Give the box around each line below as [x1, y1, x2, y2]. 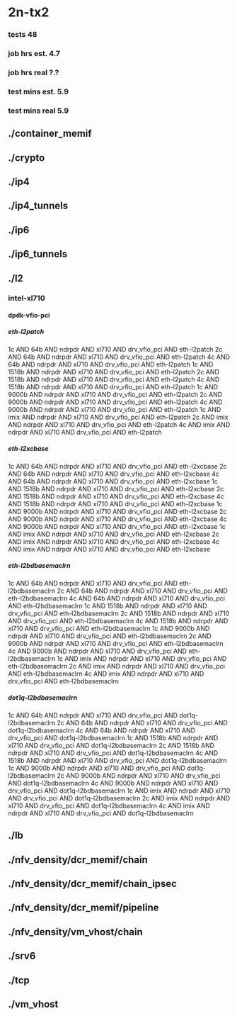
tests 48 [8, 30, 37, 40]
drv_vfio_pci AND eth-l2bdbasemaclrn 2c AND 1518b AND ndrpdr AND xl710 [8, 609, 230, 618]
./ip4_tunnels [8, 200, 69, 212]
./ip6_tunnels [8, 248, 68, 260]
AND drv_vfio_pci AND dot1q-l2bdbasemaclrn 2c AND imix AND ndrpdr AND [8, 793, 231, 802]
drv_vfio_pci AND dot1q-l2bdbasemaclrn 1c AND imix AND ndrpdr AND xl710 [8, 786, 231, 795]
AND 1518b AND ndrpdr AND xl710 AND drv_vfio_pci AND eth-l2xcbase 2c [8, 484, 224, 493]
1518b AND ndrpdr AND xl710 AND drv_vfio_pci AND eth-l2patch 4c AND [8, 375, 220, 384]
